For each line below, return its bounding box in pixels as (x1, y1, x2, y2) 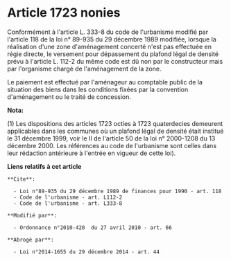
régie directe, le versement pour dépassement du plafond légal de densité (7, 50, 219, 58)
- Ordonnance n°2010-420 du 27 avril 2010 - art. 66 (13, 224, 172, 231)
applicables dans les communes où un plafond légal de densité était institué (7, 127, 224, 135)
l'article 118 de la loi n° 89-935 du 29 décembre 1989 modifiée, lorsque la (7, 35, 216, 43)
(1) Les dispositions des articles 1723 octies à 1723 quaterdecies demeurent (7, 119, 223, 127)
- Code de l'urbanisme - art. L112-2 (13, 194, 123, 201)
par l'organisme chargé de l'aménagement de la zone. (7, 64, 162, 73)
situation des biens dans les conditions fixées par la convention (7, 85, 189, 93)
